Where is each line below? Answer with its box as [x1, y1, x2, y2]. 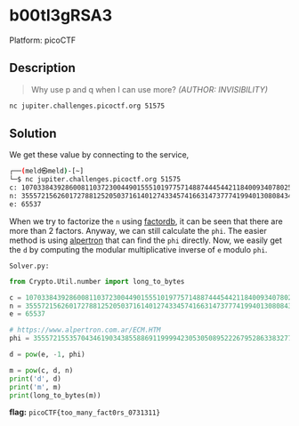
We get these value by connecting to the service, [9, 149, 190, 160]
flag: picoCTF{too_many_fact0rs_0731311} [9, 406, 161, 418]
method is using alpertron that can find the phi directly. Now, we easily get [9, 235, 283, 245]
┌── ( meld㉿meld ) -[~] [9, 166, 85, 176]
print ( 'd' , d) [9, 374, 62, 383]
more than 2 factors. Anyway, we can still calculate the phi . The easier [9, 225, 267, 236]
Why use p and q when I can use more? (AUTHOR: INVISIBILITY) [30, 84, 269, 94]
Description [9, 60, 76, 76]
